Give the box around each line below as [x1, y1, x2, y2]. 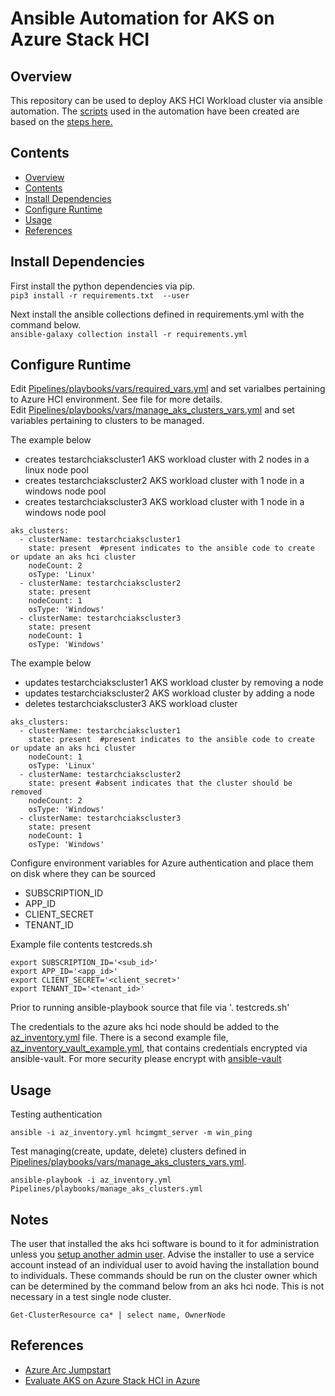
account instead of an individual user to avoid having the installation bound [10, 1259, 320, 1271]
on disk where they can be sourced [10, 868, 156, 880]
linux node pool [24, 464, 89, 476]
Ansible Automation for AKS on [10, 7, 275, 30]
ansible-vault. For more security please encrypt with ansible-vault [10, 1053, 282, 1065]
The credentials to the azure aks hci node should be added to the [10, 1021, 280, 1033]
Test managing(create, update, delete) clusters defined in [10, 1145, 247, 1157]
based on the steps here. [10, 116, 113, 127]
